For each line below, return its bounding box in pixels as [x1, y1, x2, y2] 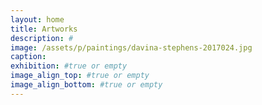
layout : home [10, 14, 65, 25]
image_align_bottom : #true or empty [10, 80, 163, 90]
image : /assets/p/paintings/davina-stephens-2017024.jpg [10, 42, 253, 53]
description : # [10, 33, 74, 43]
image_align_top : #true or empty [10, 71, 150, 81]
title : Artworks [10, 24, 78, 34]
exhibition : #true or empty [10, 61, 128, 71]
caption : [10, 52, 47, 62]
